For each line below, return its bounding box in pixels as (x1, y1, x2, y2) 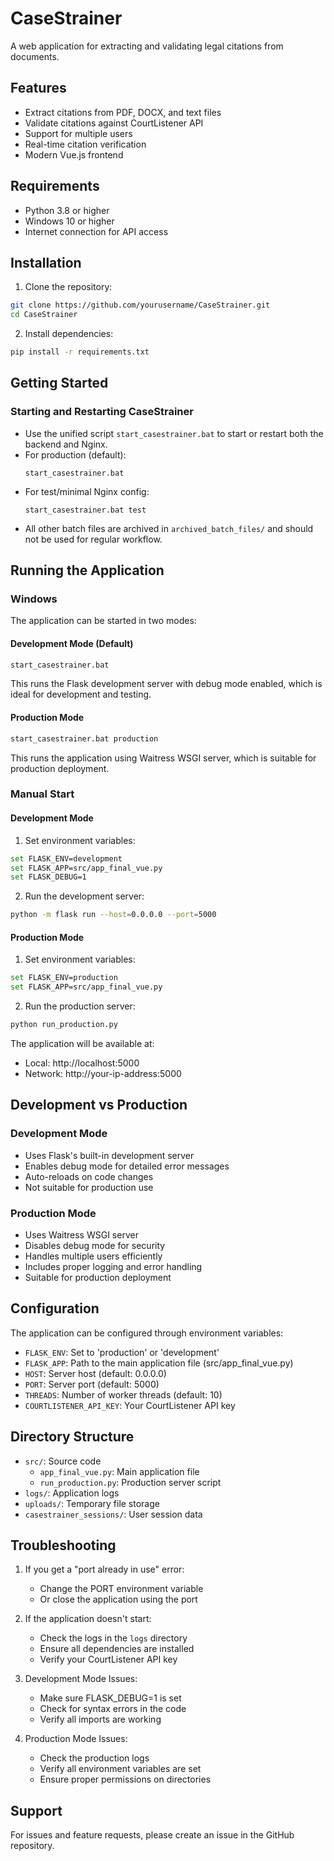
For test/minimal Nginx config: (24, 485, 150, 497)
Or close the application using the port (39, 1593, 198, 1606)
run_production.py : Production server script (39, 1476, 222, 1488)
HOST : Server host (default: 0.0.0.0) (24, 1367, 167, 1379)
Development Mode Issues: (24, 1673, 138, 1685)
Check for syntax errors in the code (39, 1703, 187, 1715)
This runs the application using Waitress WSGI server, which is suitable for (10, 752, 317, 764)
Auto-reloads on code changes (24, 1170, 154, 1182)
